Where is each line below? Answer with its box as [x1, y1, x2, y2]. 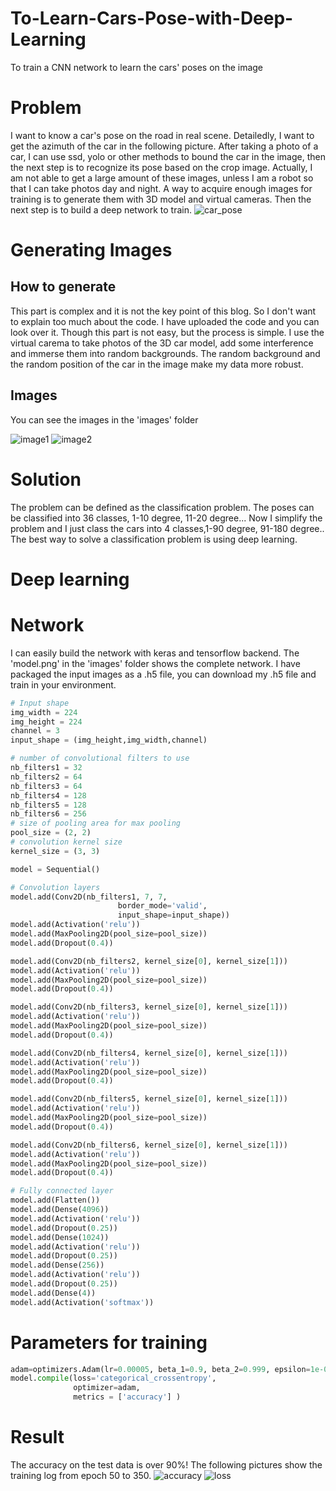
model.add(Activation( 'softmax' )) [10, 1297, 155, 1307]
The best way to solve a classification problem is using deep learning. [10, 533, 298, 545]
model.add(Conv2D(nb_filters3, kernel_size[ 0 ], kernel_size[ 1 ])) [10, 1002, 288, 1012]
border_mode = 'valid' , [117, 901, 208, 911]
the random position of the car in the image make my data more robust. [10, 358, 304, 370]
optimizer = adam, [73, 1383, 141, 1393]
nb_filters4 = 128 [10, 790, 87, 801]
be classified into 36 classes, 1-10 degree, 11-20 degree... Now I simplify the [10, 512, 323, 524]
